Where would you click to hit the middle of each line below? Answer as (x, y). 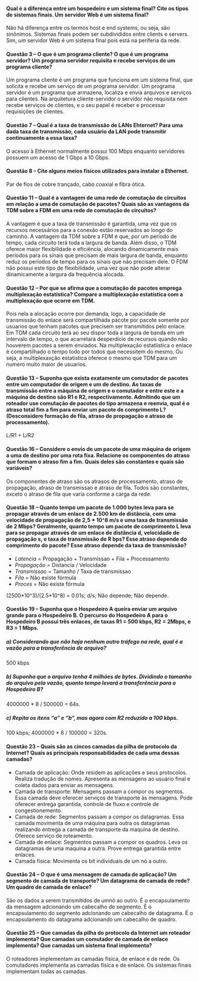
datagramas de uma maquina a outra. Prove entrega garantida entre (98, 848)
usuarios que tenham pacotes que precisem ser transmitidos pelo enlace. (96, 327)
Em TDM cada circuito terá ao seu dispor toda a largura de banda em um (95, 333)
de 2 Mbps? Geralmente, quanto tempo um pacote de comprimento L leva (99, 526)
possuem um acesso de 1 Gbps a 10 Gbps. (58, 157)
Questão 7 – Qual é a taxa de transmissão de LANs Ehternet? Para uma (94, 125)
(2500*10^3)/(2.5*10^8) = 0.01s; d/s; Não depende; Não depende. (88, 596)
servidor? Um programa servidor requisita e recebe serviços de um (91, 60)
